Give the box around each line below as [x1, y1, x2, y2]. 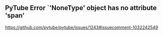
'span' [5, 12, 25, 20]
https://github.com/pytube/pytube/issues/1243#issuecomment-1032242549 [5, 24, 158, 30]
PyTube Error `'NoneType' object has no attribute [5, 4, 157, 12]
